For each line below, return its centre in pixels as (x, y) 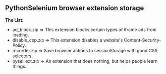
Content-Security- (142, 40)
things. (19, 66)
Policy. (19, 45)
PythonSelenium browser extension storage (75, 8)
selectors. (23, 56)
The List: (14, 20)
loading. (21, 35)
